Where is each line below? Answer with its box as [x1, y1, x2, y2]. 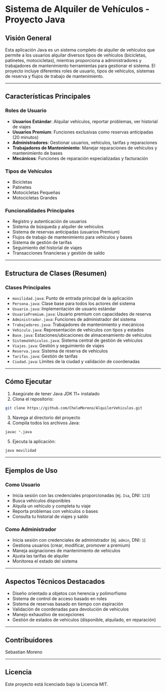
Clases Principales [5, 284, 51, 291]
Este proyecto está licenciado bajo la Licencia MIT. [5, 681, 109, 687]
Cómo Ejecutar [5, 377, 52, 386]
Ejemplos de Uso [5, 466, 58, 475]
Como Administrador [5, 526, 57, 533]
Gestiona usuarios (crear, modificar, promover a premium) [12, 542, 130, 549]
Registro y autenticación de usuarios [12, 218, 87, 224]
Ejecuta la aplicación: [12, 438, 56, 444]
